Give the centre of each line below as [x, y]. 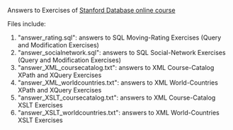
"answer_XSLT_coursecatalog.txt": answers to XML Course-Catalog [116, 97]
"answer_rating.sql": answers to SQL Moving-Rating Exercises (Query [119, 37]
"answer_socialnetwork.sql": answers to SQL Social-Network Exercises [121, 53]
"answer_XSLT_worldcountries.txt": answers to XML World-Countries [118, 113]
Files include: [27, 24]
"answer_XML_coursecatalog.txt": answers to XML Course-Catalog [116, 67]
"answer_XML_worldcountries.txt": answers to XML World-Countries [118, 83]
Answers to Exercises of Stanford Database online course [91, 10]
